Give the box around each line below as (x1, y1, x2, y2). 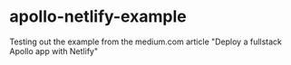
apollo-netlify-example (9, 6, 188, 27)
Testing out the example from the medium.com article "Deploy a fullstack (9, 36, 283, 47)
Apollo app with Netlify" (9, 45, 98, 56)
